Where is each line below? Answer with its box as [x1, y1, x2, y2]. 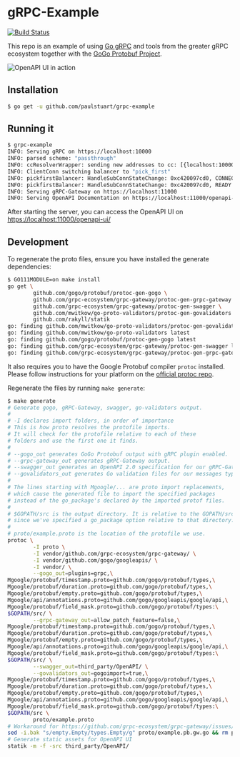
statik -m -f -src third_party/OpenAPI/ [7, 743, 130, 750]
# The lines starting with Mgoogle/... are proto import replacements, [7, 483, 225, 491]
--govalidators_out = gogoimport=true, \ [33, 669, 149, 677]
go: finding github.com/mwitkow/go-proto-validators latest [7, 329, 191, 336]
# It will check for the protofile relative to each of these [7, 431, 196, 438]
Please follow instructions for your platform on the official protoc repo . [7, 369, 214, 378]
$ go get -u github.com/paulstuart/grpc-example [7, 103, 155, 110]
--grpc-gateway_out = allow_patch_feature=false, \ [33, 616, 181, 623]
